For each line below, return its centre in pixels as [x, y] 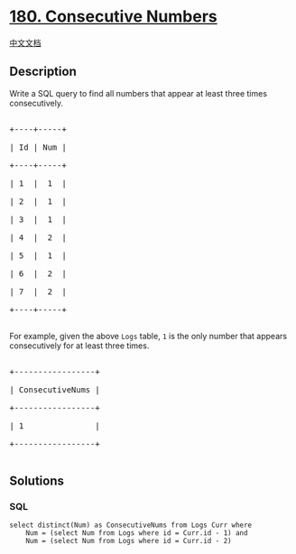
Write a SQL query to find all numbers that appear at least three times [139, 93]
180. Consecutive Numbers [114, 17]
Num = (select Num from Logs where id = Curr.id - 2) [129, 541]
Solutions [37, 481]
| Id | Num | [38, 147]
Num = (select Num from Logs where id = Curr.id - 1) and [137, 533]
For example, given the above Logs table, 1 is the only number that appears [148, 336]
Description [43, 72]
